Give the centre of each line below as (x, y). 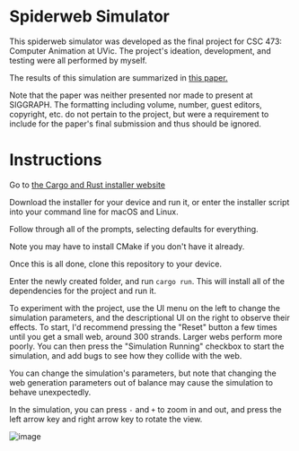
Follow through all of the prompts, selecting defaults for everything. (134, 229)
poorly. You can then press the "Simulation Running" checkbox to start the (147, 346)
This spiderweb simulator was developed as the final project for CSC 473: (146, 41)
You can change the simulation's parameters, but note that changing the (143, 373)
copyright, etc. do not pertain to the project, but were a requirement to (139, 114)
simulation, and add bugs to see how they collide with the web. (126, 355)
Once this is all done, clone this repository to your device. (116, 264)
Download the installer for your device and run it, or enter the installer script (149, 202)
